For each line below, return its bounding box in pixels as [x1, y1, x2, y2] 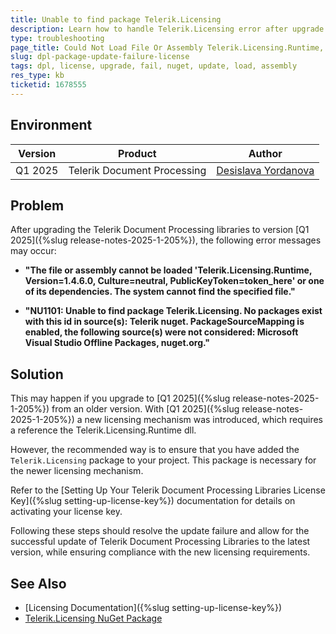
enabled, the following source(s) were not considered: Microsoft [24, 326, 299, 338]
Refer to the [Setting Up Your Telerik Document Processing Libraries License [10, 484, 326, 496]
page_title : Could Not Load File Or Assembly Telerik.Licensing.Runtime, [10, 42, 325, 53]
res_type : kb [10, 71, 65, 81]
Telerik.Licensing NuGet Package [24, 612, 163, 624]
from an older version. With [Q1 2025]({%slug [51, 403, 240, 415]
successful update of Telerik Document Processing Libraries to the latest [10, 536, 311, 548]
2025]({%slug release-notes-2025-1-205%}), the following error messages [10, 234, 322, 246]
